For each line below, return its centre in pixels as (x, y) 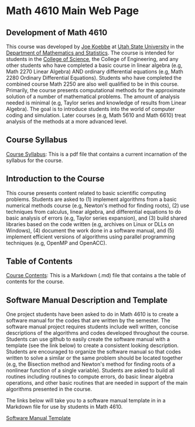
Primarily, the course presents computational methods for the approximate (96, 90)
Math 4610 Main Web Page (73, 11)
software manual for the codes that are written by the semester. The (88, 321)
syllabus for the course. (35, 160)
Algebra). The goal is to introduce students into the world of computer (90, 109)
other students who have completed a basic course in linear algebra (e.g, (94, 65)
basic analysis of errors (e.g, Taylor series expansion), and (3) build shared (97, 218)
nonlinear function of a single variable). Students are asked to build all (90, 371)
